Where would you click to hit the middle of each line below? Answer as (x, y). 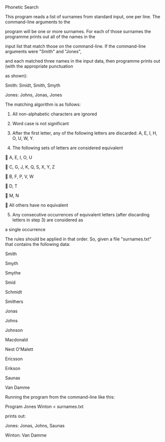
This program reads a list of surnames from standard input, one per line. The (83, 17)
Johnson (14, 330)
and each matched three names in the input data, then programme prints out (83, 61)
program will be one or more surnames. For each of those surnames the (78, 31)
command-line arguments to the (38, 22)
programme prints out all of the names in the (50, 37)
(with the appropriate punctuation (39, 66)
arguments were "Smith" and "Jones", (43, 51)
